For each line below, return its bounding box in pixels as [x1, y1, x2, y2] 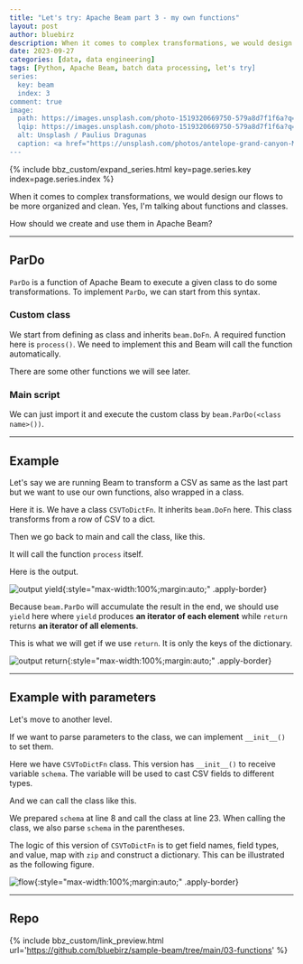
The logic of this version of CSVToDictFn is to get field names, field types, [9, 839, 280, 850]
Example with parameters [9, 690, 157, 705]
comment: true [9, 97, 63, 107]
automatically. [9, 348, 61, 359]
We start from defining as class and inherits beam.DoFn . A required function [9, 329, 286, 339]
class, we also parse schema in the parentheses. [9, 822, 186, 833]
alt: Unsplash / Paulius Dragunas [17, 131, 147, 140]
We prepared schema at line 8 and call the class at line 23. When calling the [9, 812, 286, 823]
